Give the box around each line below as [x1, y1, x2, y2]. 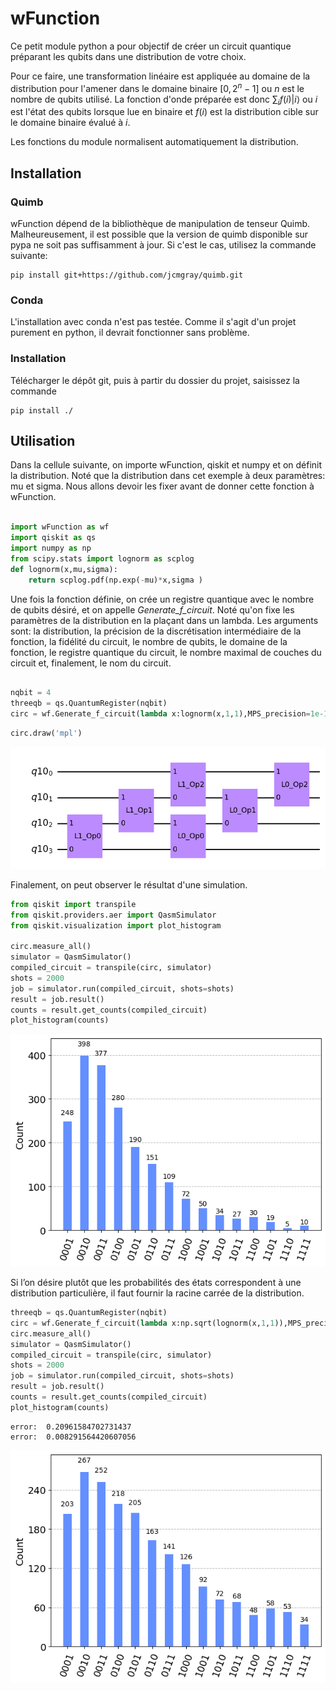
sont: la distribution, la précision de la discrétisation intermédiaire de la [10, 625, 302, 637]
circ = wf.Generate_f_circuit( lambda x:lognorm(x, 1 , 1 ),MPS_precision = [10, 709, 311, 719]
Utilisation [10, 433, 76, 450]
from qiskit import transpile [10, 899, 137, 909]
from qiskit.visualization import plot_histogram [10, 920, 222, 931]
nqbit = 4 [10, 688, 52, 698]
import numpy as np [10, 543, 92, 554]
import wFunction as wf [10, 522, 110, 532]
